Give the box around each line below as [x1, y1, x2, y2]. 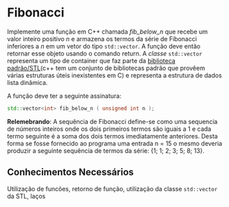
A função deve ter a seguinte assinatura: [7, 91, 122, 100]
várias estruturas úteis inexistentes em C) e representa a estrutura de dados [7, 71, 222, 80]
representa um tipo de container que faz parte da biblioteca [7, 56, 176, 64]
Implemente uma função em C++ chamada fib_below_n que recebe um [7, 27, 208, 36]
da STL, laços [7, 192, 46, 200]
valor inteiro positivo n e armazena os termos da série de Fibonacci [7, 34, 197, 42]
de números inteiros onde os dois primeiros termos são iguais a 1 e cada [7, 125, 211, 133]
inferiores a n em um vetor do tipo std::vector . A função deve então [7, 42, 201, 50]
